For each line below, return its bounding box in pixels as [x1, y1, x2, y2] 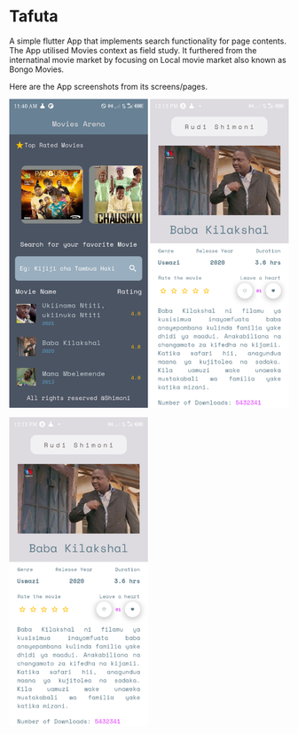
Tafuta [9, 6, 59, 27]
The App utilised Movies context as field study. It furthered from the [9, 44, 257, 55]
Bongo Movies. [9, 64, 65, 75]
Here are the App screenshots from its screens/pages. [9, 81, 208, 92]
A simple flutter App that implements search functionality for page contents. [9, 36, 286, 46]
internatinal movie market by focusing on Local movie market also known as [9, 54, 286, 65]
